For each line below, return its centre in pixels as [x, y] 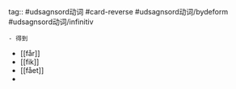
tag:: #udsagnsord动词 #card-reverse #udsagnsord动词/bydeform [118, 12]
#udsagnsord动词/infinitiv [51, 22]
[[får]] [30, 53]
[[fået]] [32, 70]
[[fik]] [29, 62]
